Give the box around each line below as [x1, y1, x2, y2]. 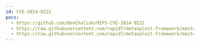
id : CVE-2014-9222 [5, 8, 51, 15]
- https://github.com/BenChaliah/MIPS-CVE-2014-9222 [11, 20, 145, 26]
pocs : [5, 14, 19, 20]
